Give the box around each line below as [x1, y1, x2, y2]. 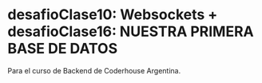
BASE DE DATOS [7, 40, 118, 57]
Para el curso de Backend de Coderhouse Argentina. [7, 65, 181, 75]
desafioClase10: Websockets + [7, 6, 218, 24]
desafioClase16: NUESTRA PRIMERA [7, 22, 254, 41]
